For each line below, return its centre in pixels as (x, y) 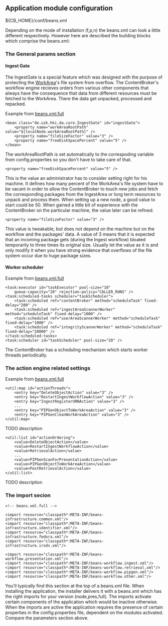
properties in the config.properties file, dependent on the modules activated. (84, 612)
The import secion (28, 496)
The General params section (40, 54)
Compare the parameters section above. (47, 618)
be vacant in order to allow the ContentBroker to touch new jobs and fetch (82, 189)
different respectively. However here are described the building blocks (78, 35)
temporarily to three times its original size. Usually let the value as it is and (82, 245)
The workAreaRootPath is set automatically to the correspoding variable (79, 154)
